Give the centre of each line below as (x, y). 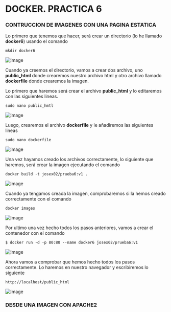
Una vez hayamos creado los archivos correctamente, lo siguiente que (79, 160)
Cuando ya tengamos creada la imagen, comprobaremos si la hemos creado (86, 194)
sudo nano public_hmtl (29, 106)
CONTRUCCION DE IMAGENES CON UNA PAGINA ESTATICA (81, 25)
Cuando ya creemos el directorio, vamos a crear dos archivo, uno (74, 70)
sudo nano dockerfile (28, 140)
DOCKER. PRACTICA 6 (54, 9)
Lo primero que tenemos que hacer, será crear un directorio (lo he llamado (84, 36)
